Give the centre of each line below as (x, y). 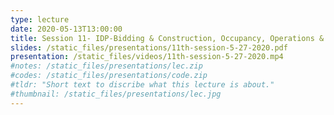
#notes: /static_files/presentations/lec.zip (106, 66)
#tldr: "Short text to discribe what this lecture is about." (142, 85)
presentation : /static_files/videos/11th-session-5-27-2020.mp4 (147, 57)
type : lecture (40, 19)
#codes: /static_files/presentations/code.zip (109, 76)
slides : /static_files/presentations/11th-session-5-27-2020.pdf (149, 47)
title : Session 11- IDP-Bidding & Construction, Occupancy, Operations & (167, 38)
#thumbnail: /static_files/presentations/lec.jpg (116, 94)
